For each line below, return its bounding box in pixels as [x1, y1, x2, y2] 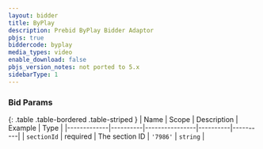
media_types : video [8, 48, 73, 56]
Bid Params [8, 97, 53, 108]
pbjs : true [8, 33, 44, 42]
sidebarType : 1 [8, 71, 59, 78]
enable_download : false [8, 56, 87, 64]
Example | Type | [8, 123, 63, 132]
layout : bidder [8, 11, 59, 20]
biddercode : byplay [8, 41, 73, 49]
